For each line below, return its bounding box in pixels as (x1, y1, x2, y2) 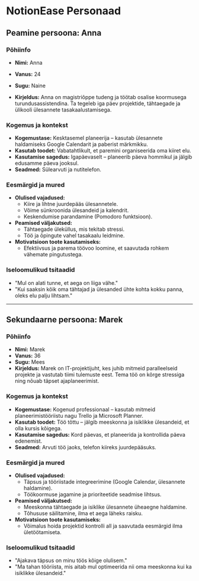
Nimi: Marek (14, 346, 46, 353)
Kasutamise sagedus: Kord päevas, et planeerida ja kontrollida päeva (14, 431, 185, 438)
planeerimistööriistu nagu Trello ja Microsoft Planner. (14, 412, 144, 419)
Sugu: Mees (14, 358, 46, 366)
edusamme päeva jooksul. (14, 160, 79, 167)
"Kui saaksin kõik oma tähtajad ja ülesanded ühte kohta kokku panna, (14, 285, 184, 293)
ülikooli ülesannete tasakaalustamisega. (14, 106, 112, 113)
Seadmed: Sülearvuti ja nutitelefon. (14, 166, 102, 173)
